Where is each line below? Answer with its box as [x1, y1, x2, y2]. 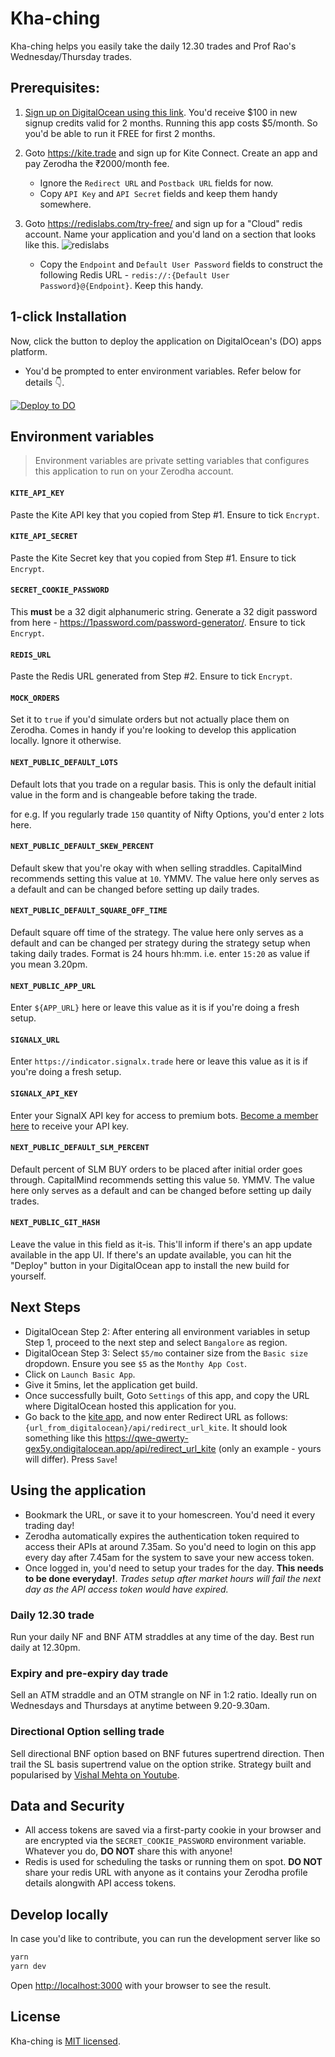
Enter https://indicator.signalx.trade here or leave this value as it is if [10, 1055, 308, 1067]
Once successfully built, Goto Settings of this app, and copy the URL [24, 1389, 310, 1401]
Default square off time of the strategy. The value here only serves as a [10, 927, 304, 938]
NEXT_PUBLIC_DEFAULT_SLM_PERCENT [10, 1143, 150, 1153]
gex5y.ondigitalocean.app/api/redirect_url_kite [24, 1442, 217, 1454]
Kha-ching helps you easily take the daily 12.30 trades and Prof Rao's [10, 40, 297, 52]
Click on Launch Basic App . [24, 1368, 136, 1380]
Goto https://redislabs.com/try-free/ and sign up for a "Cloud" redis [24, 217, 303, 229]
